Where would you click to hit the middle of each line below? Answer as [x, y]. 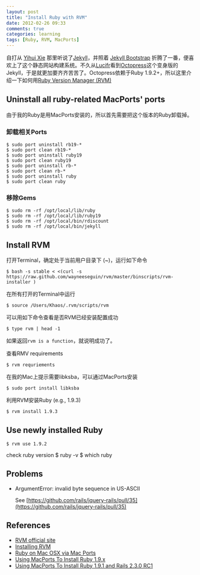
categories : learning [33, 34]
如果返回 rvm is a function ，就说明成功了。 [61, 341]
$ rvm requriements [31, 365]
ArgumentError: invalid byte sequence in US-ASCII [77, 488]
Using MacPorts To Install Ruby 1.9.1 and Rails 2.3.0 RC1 [84, 565]
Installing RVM [33, 546]
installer [19, 282]
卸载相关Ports [27, 132]
